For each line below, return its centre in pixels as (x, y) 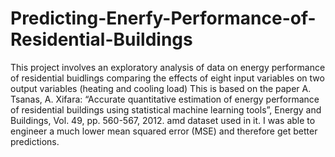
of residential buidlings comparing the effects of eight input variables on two (167, 78)
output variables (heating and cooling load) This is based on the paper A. (161, 88)
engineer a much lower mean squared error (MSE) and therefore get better (164, 131)
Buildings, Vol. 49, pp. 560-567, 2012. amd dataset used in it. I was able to (163, 120)
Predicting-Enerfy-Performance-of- (163, 18)
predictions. (35, 141)
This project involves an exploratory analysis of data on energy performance (168, 67)
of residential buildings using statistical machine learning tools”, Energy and (166, 109)
